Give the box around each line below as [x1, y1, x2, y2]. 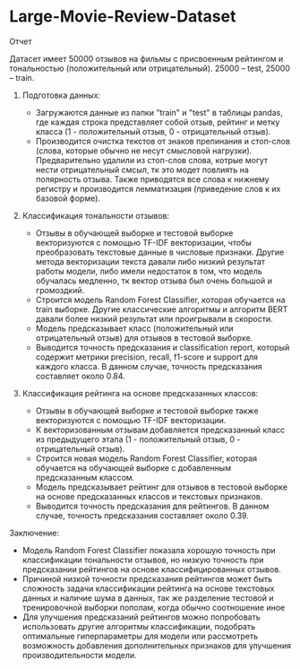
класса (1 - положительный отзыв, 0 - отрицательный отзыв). [35, 126, 271, 136]
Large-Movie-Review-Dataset [9, 6, 236, 27]
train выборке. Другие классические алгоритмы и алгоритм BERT [35, 303, 288, 315]
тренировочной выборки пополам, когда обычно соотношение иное [21, 602, 286, 613]
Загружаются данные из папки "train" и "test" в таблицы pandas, [35, 107, 284, 117]
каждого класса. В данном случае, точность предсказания [35, 361, 262, 371]
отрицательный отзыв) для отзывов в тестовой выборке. [35, 332, 253, 343]
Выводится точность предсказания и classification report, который [35, 342, 290, 352]
